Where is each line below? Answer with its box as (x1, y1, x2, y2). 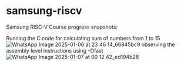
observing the (141, 41, 175, 48)
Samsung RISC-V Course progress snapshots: (6, 23, 118, 30)
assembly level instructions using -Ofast (6, 47, 104, 54)
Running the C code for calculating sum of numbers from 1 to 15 (6, 34, 160, 41)
